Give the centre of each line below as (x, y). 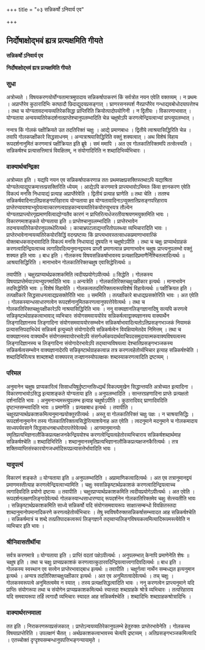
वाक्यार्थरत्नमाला (24, 613)
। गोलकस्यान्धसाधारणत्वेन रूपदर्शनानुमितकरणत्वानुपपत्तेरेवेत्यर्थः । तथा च (76, 302)
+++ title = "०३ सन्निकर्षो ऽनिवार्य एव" (45, 9)
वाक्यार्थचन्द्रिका (23, 167)
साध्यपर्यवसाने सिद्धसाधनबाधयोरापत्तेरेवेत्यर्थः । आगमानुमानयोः (63, 428)
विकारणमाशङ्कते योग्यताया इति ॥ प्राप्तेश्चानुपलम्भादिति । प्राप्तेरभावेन (72, 221)
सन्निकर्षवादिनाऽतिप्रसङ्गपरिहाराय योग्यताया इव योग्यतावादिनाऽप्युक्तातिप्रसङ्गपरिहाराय (87, 201)
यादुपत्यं (15, 464)
